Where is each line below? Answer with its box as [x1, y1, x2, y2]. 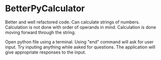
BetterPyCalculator [5, 3, 85, 14]
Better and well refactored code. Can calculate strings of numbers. [5, 19, 140, 25]
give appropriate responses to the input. [5, 49, 86, 55]
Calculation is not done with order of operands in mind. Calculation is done [5, 24, 156, 30]
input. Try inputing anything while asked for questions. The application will [5, 44, 156, 50]
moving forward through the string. [5, 29, 76, 35]
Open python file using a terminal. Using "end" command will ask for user [5, 39, 154, 44]
